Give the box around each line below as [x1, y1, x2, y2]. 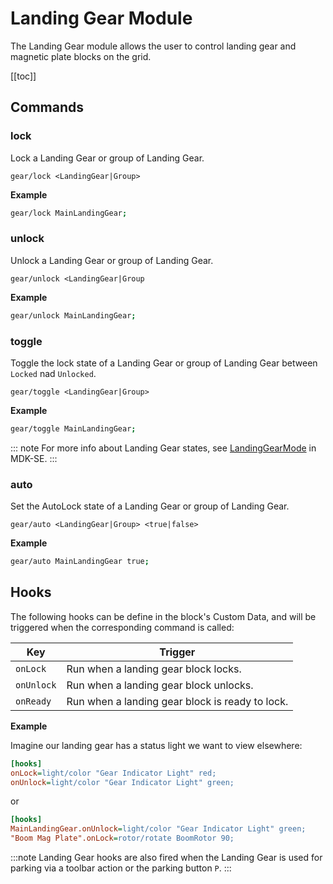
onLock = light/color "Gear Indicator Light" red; [10, 768, 217, 778]
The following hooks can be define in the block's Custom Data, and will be [10, 610, 317, 622]
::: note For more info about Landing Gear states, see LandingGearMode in [10, 442, 317, 454]
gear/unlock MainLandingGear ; [10, 310, 137, 321]
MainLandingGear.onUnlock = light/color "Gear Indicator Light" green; [10, 824, 307, 834]
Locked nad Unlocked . [10, 367, 97, 379]
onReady [15, 695, 52, 707]
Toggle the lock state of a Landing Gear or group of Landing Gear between [10, 357, 318, 369]
